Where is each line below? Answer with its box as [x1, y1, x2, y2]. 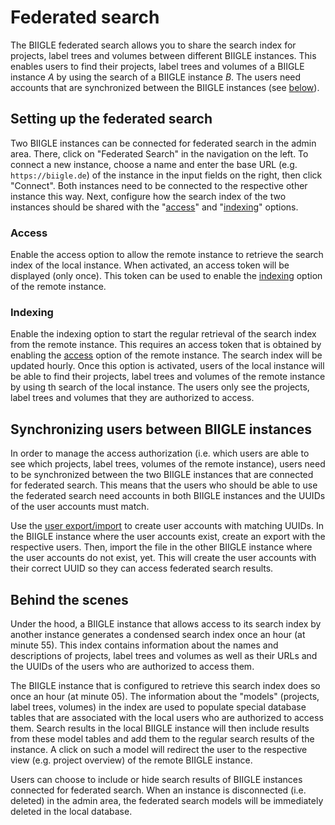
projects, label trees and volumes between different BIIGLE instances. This [10, 49, 317, 61]
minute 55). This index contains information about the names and [10, 639, 279, 651]
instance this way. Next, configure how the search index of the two [10, 190, 287, 202]
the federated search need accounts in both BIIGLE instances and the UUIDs [10, 490, 326, 502]
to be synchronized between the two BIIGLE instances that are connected [10, 469, 314, 481]
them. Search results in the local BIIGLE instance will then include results [10, 722, 310, 734]
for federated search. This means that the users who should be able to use [10, 479, 318, 491]
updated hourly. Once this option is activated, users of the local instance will [10, 360, 325, 372]
